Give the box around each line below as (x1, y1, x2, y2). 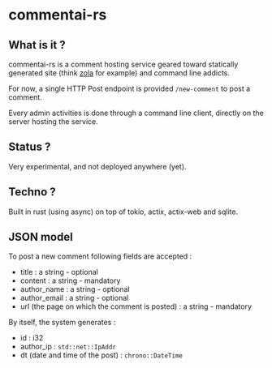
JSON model (8, 230, 73, 244)
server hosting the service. (8, 117, 99, 126)
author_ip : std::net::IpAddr (19, 342, 116, 352)
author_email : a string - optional (19, 293, 129, 303)
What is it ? (8, 38, 67, 52)
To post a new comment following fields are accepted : (8, 251, 192, 261)
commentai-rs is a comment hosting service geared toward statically (8, 59, 239, 69)
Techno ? (8, 185, 56, 199)
